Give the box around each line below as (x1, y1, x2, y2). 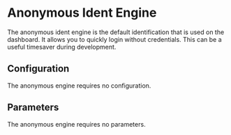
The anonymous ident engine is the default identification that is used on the (7, 28, 225, 36)
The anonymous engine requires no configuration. (7, 81, 151, 90)
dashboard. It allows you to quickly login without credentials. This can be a (7, 35, 222, 43)
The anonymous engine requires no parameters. (7, 120, 146, 128)
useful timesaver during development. (7, 42, 117, 51)
